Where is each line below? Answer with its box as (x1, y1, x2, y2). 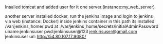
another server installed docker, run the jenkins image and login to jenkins (5, 13, 153, 19)
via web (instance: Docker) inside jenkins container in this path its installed (5, 19, 155, 24)
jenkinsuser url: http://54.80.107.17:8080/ (5, 33, 86, 39)
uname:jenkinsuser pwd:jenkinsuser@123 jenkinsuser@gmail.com (5, 29, 137, 34)
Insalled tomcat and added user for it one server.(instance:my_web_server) (5, 4, 155, 10)
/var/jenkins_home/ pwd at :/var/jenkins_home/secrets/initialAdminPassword (5, 23, 159, 29)
